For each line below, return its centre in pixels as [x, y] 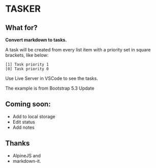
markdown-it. [27, 161]
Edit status [24, 122]
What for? [21, 28]
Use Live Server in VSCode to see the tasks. [52, 78]
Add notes [23, 127]
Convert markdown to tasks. [36, 40]
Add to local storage [34, 116]
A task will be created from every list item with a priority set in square [78, 50]
